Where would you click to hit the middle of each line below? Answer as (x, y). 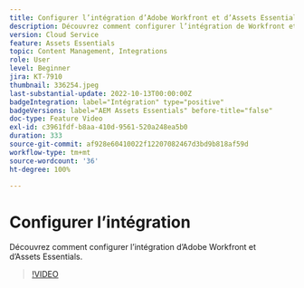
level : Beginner (40, 69)
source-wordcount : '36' (54, 161)
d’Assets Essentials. (46, 257)
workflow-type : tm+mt (50, 152)
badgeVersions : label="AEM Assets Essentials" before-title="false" (141, 110)
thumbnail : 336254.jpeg (54, 85)
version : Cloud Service (54, 34)
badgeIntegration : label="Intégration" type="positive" (117, 102)
